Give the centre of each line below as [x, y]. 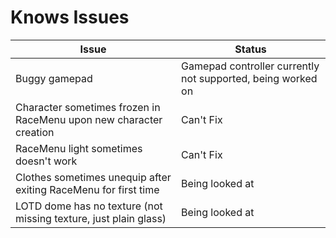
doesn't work [46, 161]
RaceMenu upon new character [89, 119]
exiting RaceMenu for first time [87, 189]
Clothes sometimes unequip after [93, 177]
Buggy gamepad [54, 78]
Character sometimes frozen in [88, 107]
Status [250, 49]
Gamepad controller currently [250, 66]
